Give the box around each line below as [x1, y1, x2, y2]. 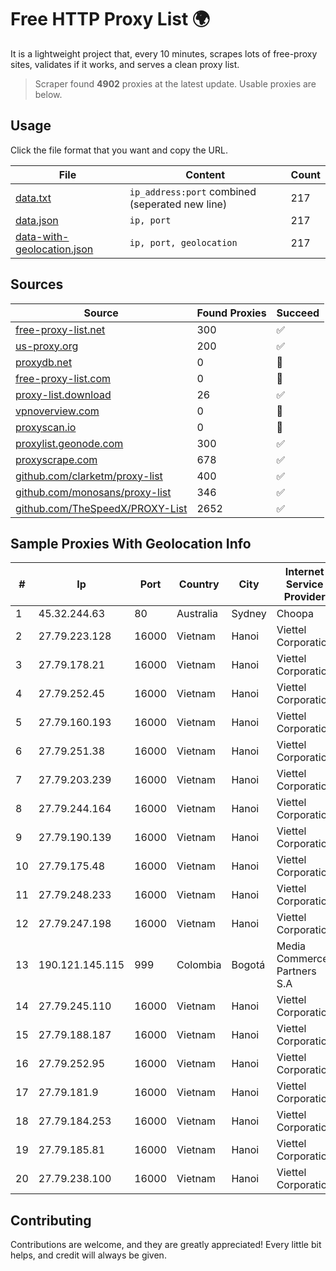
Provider [283, 590, 326, 604]
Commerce [276, 952, 329, 966]
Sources [10, 276, 64, 293]
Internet [284, 565, 325, 579]
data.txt [15, 191, 52, 205]
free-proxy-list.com [15, 371, 112, 385]
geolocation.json [15, 242, 94, 256]
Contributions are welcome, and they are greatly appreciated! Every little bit [10, 1239, 322, 1251]
